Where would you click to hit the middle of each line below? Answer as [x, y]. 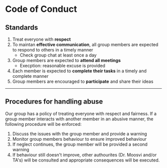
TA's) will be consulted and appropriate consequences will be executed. [86, 160]
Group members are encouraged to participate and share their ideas [83, 81]
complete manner [30, 76]
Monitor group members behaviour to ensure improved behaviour [79, 139]
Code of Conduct [41, 9]
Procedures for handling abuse [54, 102]
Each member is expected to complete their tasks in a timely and [79, 71]
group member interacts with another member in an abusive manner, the [79, 119]
